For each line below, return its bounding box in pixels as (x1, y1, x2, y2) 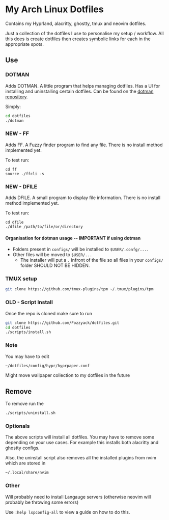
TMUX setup (5, 275, 37, 282)
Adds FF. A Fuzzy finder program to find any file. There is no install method (5, 142, 163, 148)
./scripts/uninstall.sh (5, 410, 56, 416)
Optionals (5, 423, 30, 430)
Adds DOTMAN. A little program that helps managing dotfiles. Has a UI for (5, 83, 160, 89)
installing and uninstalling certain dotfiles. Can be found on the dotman (5, 88, 154, 94)
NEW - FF (5, 130, 29, 137)
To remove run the (5, 401, 44, 407)
